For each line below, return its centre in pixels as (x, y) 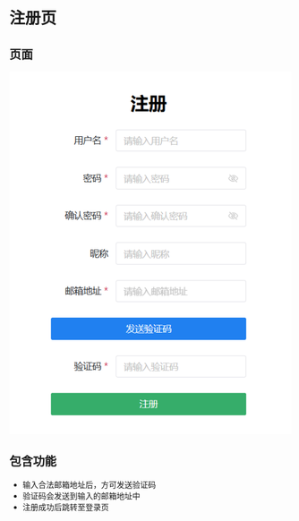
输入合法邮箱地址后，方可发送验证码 (89, 484)
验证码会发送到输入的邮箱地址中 (81, 495)
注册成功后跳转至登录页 (65, 507)
